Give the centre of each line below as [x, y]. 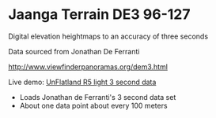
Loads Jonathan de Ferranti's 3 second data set [98, 97]
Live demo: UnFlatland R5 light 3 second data [82, 82]
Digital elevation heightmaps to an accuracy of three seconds [108, 36]
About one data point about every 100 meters [93, 105]
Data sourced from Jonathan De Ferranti [74, 51]
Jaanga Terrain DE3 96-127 [99, 15]
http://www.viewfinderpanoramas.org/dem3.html [88, 66]
